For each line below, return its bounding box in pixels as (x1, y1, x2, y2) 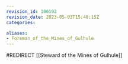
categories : (6, 19, 36, 25)
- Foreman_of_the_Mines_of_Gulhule (6, 36, 94, 42)
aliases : (6, 30, 28, 36)
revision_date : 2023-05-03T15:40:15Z (6, 14, 100, 20)
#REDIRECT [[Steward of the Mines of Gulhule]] (6, 52, 123, 59)
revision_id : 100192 (6, 8, 57, 15)
